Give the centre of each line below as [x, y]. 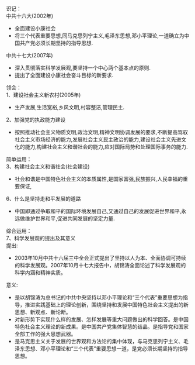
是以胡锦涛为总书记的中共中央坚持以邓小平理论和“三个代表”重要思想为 [99, 297]
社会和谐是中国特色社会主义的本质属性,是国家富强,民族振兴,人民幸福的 [98, 179]
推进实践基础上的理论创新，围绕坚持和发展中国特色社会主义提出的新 [107, 305]
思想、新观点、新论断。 [43, 312]
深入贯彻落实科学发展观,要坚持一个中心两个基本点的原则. [82, 68]
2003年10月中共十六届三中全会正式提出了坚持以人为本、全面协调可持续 [100, 258]
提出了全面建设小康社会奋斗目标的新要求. [64, 75]
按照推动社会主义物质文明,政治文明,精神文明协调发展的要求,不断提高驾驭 [101, 132]
